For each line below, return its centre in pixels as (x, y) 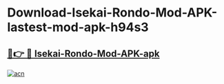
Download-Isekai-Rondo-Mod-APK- (112, 13)
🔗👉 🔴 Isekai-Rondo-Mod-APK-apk (83, 53)
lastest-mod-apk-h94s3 (78, 27)
